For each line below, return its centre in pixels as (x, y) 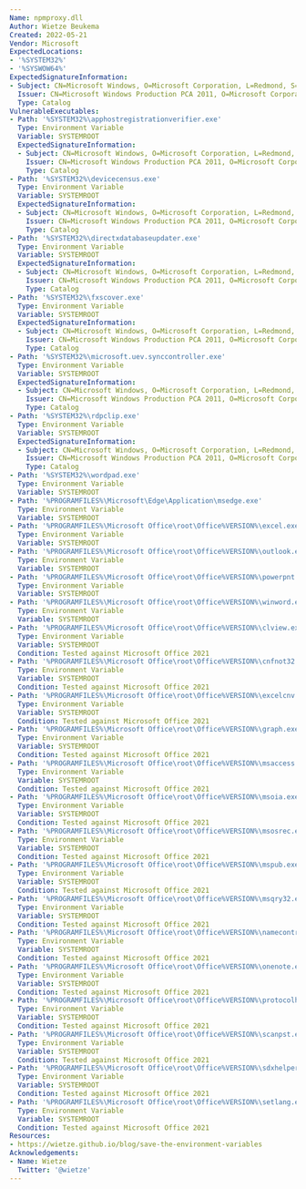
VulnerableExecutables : (55, 111)
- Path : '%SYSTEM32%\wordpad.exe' (75, 476)
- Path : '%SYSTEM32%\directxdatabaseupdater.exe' (106, 238)
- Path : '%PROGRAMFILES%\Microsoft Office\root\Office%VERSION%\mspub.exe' (156, 865)
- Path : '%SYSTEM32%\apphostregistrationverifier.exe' (116, 119)
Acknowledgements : (44, 1153)
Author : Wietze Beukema (55, 26)
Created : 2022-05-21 (49, 35)
